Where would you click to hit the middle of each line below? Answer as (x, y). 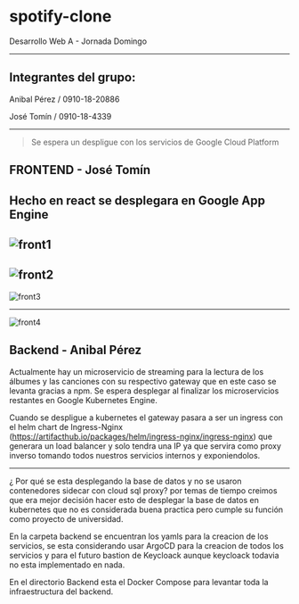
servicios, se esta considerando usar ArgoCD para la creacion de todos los (147, 545)
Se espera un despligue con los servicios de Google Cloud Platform (155, 142)
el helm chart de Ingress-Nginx (66, 426)
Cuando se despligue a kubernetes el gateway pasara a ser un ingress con (146, 418)
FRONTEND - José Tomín (80, 170)
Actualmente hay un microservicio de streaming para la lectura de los (137, 371)
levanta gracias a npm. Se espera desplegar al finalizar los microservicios (144, 391)
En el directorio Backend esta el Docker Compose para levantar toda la (139, 582)
